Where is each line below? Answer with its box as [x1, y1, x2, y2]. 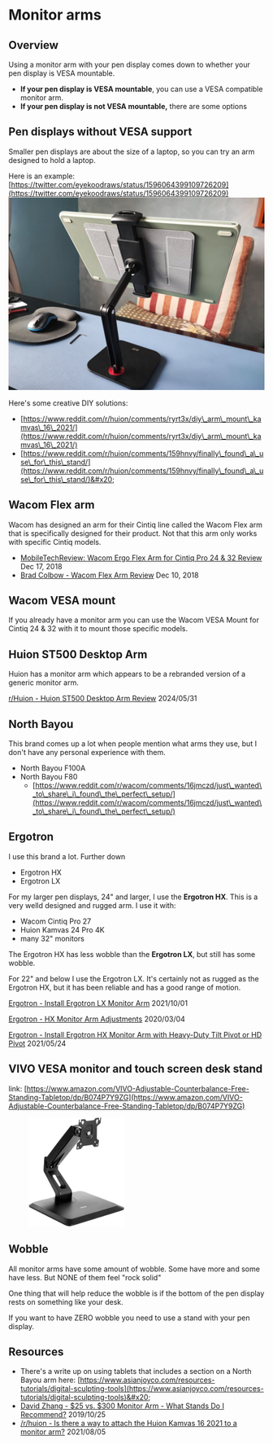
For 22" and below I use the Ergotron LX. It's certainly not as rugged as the [8, 973, 259, 983]
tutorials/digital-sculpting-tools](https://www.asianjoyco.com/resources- [19, 1384, 264, 1394]
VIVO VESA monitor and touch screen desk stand [8, 1062, 263, 1076]
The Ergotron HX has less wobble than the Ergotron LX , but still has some [8, 949, 256, 959]
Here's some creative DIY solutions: [8, 397, 128, 408]
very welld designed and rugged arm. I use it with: [8, 900, 176, 910]
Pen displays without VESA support [8, 125, 193, 139]
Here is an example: [8, 171, 76, 181]
